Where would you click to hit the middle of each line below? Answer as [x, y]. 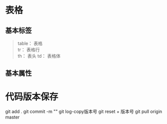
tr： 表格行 [29, 50]
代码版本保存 [32, 97]
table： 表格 [30, 43]
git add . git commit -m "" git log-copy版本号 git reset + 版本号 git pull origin [84, 111]
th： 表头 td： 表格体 [39, 56]
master [13, 117]
